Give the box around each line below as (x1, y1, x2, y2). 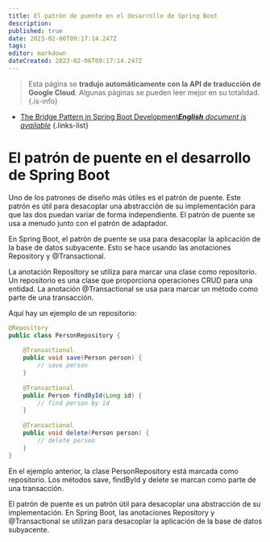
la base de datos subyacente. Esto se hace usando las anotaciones (8, 242, 231, 252)
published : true (8, 27, 63, 35)
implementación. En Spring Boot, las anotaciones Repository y (8, 507, 215, 517)
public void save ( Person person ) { (23, 354, 143, 362)
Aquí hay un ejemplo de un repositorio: (8, 308, 137, 317)
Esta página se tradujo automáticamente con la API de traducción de (27, 78, 262, 89)
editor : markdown (8, 49, 67, 57)
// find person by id (37, 399, 110, 407)
